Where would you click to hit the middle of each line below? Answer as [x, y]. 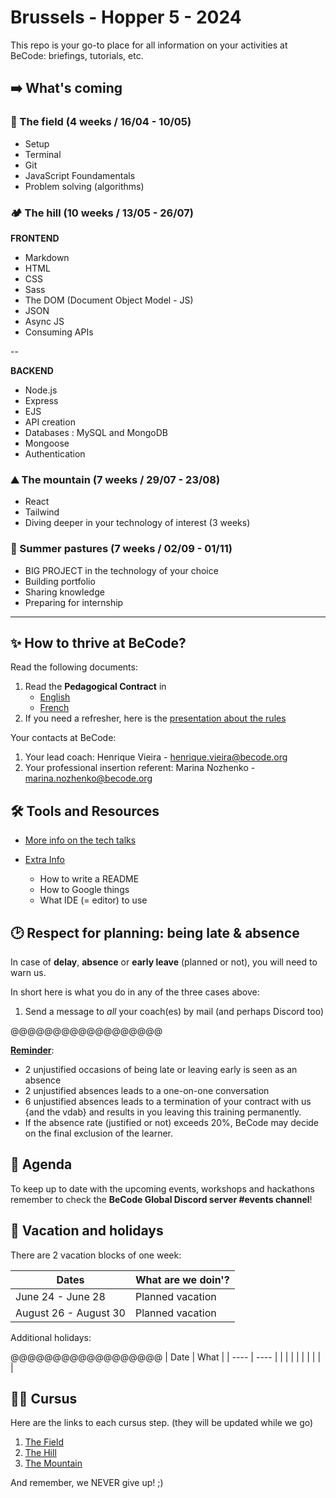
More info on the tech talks [80, 840]
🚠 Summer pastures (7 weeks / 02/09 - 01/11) [121, 549]
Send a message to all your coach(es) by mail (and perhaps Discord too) [174, 1011]
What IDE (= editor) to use [93, 900]
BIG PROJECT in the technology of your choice [121, 570]
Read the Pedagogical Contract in [95, 687]
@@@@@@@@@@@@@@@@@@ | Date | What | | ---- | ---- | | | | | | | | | [166, 1357]
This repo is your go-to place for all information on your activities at [149, 45]
